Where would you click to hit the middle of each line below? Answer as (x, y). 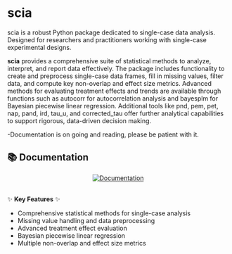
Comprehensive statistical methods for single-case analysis (104, 213)
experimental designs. (39, 47)
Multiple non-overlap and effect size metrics (82, 243)
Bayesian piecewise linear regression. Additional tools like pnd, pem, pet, (113, 106)
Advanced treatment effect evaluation (72, 228)
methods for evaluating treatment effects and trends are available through (114, 91)
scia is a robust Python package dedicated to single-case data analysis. (111, 32)
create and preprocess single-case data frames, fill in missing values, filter (115, 76)
